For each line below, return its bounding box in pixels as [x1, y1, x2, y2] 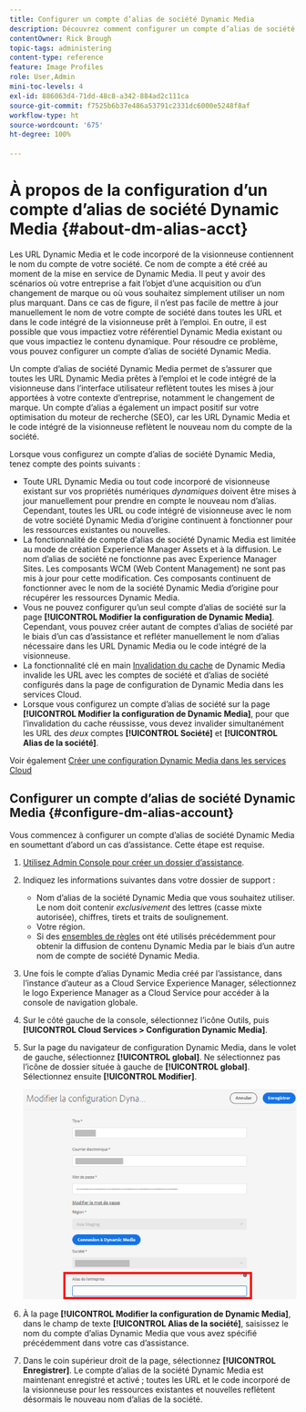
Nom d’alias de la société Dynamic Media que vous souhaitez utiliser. [36, 892, 296, 903]
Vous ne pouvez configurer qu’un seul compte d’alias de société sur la [22, 601, 287, 612]
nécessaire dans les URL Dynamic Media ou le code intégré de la [22, 640, 267, 651]
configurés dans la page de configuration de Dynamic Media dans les [22, 679, 284, 690]
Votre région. [36, 921, 86, 932]
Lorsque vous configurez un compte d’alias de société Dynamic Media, [9, 448, 276, 459]
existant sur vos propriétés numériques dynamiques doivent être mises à [22, 486, 297, 496]
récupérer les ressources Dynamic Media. [22, 592, 180, 603]
